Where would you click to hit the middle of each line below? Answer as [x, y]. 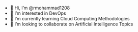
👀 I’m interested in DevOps [38, 13]
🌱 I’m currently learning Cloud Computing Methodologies [70, 19]
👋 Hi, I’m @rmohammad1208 [40, 8]
